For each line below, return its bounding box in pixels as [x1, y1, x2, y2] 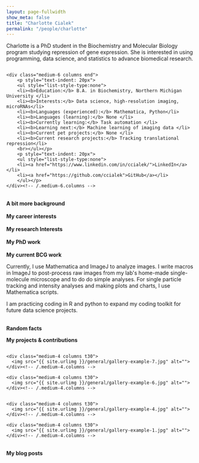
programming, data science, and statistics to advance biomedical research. [6, 55, 194, 62]
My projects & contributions [6, 336, 78, 344]
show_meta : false [6, 14, 50, 21]
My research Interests [6, 226, 63, 233]
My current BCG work [6, 251, 62, 258]
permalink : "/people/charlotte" [6, 25, 87, 32]
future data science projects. [6, 307, 78, 314]
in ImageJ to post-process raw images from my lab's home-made [6, 269, 169, 276]
